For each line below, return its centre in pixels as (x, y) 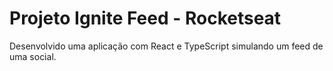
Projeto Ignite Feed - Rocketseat (145, 18)
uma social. (33, 56)
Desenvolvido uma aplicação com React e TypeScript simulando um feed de (166, 46)
